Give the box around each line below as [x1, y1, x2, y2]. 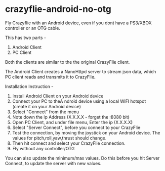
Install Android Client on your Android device [12, 93, 104, 99]
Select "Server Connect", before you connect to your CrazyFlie [12, 125, 141, 130]
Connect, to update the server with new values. [5, 160, 102, 166]
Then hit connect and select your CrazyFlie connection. [12, 140, 125, 146]
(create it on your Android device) [12, 103, 82, 109]
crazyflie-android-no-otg [5, 3, 112, 15]
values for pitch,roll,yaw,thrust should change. [12, 135, 107, 141]
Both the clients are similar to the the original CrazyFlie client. [5, 59, 130, 65]
